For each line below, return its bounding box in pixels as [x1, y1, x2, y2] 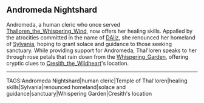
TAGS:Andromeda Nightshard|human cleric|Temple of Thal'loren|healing [6, 77, 188, 84]
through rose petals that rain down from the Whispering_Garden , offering [6, 53, 189, 60]
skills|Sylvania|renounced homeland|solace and [6, 83, 126, 90]
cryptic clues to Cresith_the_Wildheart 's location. [6, 59, 129, 67]
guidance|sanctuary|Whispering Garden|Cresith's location [6, 90, 152, 97]
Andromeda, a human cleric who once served [6, 21, 120, 28]
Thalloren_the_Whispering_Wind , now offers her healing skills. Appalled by [6, 27, 193, 35]
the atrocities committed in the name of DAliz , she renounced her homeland [6, 33, 195, 41]
